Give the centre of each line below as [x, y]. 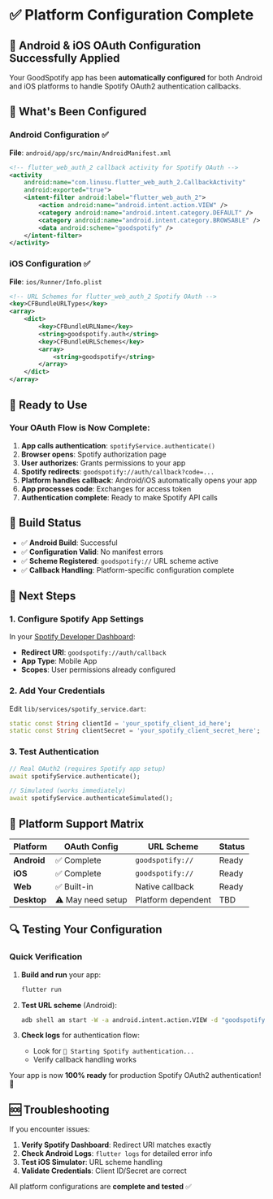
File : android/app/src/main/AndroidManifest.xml [90, 153]
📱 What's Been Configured [78, 112]
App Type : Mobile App [59, 661]
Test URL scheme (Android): [69, 1005]
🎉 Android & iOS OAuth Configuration [105, 45]
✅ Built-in [74, 886]
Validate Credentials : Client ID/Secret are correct [104, 1171]
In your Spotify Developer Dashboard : [73, 637]
